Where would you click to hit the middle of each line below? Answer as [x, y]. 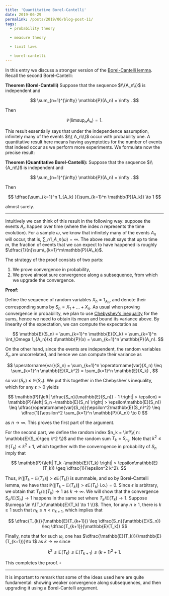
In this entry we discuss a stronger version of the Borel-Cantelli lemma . [79, 70]
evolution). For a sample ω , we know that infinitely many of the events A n [81, 233]
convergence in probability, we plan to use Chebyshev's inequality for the [81, 314]
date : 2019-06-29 [23, 15]
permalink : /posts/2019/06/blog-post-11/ [49, 19]
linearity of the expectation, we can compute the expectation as [71, 324]
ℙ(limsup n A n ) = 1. [84, 120]
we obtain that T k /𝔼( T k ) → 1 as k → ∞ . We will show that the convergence [82, 492]
